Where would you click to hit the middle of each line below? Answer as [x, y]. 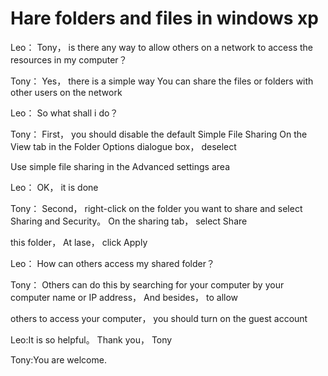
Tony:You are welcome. [58, 359]
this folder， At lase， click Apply [79, 242]
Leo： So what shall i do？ [64, 113]
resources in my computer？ [69, 59]
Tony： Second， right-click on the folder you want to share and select [156, 208]
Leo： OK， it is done [54, 187]
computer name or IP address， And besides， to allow [124, 297]
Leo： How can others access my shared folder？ [112, 263]
